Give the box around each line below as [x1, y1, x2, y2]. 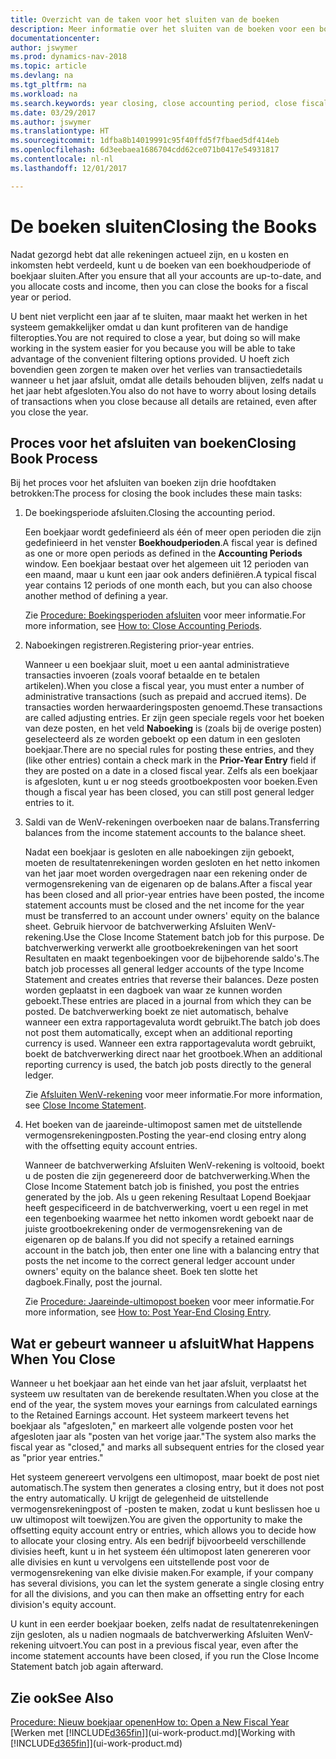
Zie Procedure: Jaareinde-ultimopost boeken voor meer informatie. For [24, 1296, 315, 1308]
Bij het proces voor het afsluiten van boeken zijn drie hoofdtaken [10, 477, 277, 489]
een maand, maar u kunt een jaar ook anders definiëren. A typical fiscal [24, 569, 317, 581]
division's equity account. [10, 1599, 117, 1611]
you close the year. [10, 406, 89, 418]
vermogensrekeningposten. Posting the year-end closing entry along [24, 1129, 307, 1141]
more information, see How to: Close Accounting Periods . [24, 620, 263, 632]
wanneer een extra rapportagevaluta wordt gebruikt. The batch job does [24, 1016, 321, 1028]
